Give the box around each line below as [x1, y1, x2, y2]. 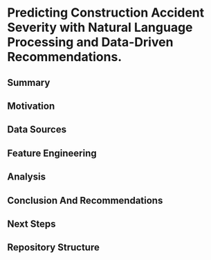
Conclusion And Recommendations [7, 194, 163, 206]
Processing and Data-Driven [7, 35, 174, 50]
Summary [7, 76, 51, 88]
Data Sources [7, 123, 67, 136]
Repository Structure [7, 241, 100, 254]
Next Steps [7, 218, 56, 229]
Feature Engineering [7, 147, 97, 159]
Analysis [7, 171, 46, 183]
